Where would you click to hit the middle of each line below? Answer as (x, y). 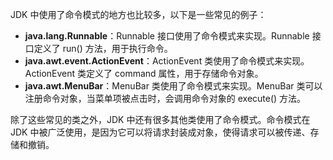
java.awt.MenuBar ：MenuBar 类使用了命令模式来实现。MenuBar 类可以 (173, 86)
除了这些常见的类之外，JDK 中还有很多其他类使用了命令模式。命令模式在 (160, 119)
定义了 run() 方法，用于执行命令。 (103, 48)
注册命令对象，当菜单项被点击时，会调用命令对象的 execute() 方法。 (165, 98)
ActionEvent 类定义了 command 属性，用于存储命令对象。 (144, 73)
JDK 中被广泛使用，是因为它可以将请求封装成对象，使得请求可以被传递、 (160, 132)
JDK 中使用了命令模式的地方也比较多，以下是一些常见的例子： (138, 14)
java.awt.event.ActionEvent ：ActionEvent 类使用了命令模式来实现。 (167, 61)
